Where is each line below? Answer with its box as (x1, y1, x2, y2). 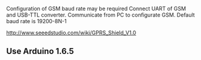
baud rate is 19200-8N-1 (6, 18, 67, 24)
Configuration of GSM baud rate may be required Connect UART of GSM (6, 5, 187, 12)
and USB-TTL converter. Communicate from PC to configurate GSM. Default (6, 11, 195, 18)
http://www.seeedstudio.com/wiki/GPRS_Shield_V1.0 (6, 29, 137, 36)
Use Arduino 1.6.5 (6, 46, 74, 56)
